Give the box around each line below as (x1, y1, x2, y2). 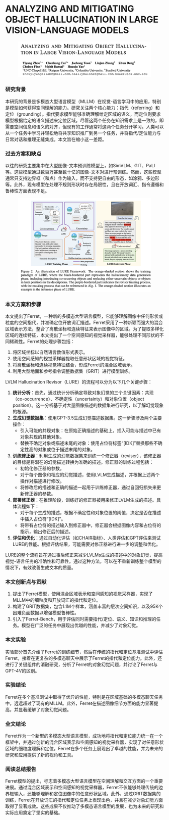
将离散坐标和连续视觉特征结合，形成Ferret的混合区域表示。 (12, 362, 135, 368)
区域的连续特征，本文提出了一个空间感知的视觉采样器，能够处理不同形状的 (5, 332, 159, 338)
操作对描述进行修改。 (20, 478, 64, 484)
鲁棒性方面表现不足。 (5, 188, 49, 194)
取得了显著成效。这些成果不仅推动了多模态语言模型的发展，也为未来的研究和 (5, 803, 164, 809)
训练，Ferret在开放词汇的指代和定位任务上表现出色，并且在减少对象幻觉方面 (5, 797, 163, 803)
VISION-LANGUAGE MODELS (5, 25, 129, 36)
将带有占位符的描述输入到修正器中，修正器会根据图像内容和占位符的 (20, 522, 161, 528)
